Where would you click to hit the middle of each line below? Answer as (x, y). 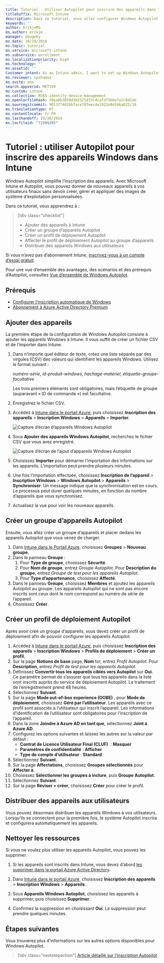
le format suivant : (31, 365)
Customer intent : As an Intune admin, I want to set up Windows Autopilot (83, 73)
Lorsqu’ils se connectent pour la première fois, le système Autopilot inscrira (81, 818)
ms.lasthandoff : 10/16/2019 (34, 118)
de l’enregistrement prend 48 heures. (50, 687)
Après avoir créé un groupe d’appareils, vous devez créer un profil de (75, 631)
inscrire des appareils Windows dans (82, 157)
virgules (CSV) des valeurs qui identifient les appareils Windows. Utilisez (85, 359)
